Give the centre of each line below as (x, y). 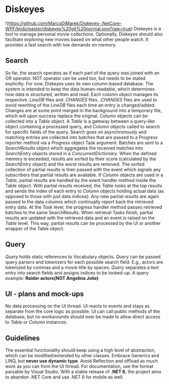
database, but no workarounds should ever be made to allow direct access (83, 317)
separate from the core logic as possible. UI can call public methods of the (83, 311)
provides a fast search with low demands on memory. (61, 44)
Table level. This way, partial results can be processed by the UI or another (83, 223)
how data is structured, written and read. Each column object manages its (82, 94)
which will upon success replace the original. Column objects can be (76, 116)
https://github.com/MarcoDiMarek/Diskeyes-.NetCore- (65, 23)
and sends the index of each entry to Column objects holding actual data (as (85, 191)
